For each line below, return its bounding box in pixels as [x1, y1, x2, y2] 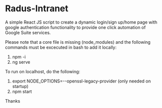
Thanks [5, 98, 21, 104]
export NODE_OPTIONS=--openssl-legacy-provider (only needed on [12, 78, 151, 84]
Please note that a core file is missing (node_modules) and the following [5, 39, 151, 45]
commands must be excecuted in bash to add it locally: [5, 44, 117, 50]
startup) [12, 83, 28, 89]
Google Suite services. [5, 29, 51, 35]
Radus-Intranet [5, 3, 69, 14]
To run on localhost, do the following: [5, 68, 81, 74]
